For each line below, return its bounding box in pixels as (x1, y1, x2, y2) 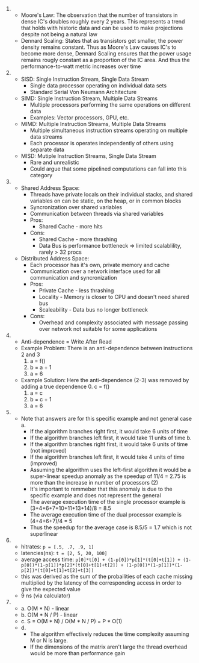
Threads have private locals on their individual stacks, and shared (29, 191, 193, 198)
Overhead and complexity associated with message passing (38, 319, 188, 326)
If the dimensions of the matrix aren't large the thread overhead (29, 643, 188, 650)
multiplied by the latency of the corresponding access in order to (20, 579, 182, 586)
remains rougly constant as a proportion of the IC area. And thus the (20, 57, 191, 63)
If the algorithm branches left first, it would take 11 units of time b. (29, 434, 192, 441)
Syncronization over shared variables (29, 204, 122, 210)
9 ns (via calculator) (20, 592, 71, 599)
